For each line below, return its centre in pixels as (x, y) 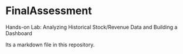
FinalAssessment (49, 11)
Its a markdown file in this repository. (50, 45)
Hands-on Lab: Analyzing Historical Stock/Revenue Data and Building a (91, 27)
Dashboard (19, 33)
